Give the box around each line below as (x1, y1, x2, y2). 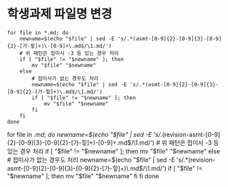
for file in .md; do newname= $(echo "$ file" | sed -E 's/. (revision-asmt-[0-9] (7, 130, 220, 138)
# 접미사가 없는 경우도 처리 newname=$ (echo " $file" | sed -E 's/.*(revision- (7, 155, 216, 164)
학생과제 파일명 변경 (7, 6, 113, 22)
